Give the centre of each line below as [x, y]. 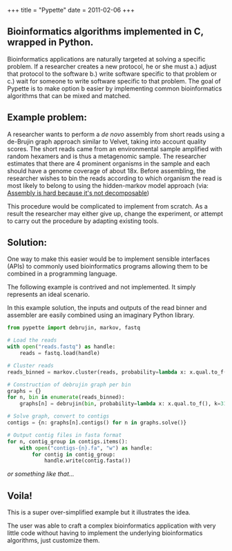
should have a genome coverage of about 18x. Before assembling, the [107, 171]
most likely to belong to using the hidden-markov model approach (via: [108, 185]
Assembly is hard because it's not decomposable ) [78, 193]
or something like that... [41, 474]
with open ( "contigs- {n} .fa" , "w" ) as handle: [86, 448]
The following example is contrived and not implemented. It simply [101, 287]
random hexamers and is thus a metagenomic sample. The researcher [107, 156]
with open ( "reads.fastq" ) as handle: [61, 347]
